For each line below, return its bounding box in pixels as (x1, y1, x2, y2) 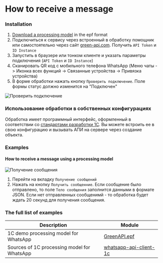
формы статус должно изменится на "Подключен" (12, 84, 117, 90)
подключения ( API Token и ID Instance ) (12, 57, 94, 64)
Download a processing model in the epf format (12, 32, 108, 38)
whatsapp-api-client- (103, 244, 155, 251)
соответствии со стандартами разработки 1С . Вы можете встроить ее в (5, 121, 154, 127)
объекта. (5, 131, 23, 137)
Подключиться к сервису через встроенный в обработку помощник (12, 37, 154, 43)
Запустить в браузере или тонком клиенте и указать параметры (12, 53, 146, 58)
